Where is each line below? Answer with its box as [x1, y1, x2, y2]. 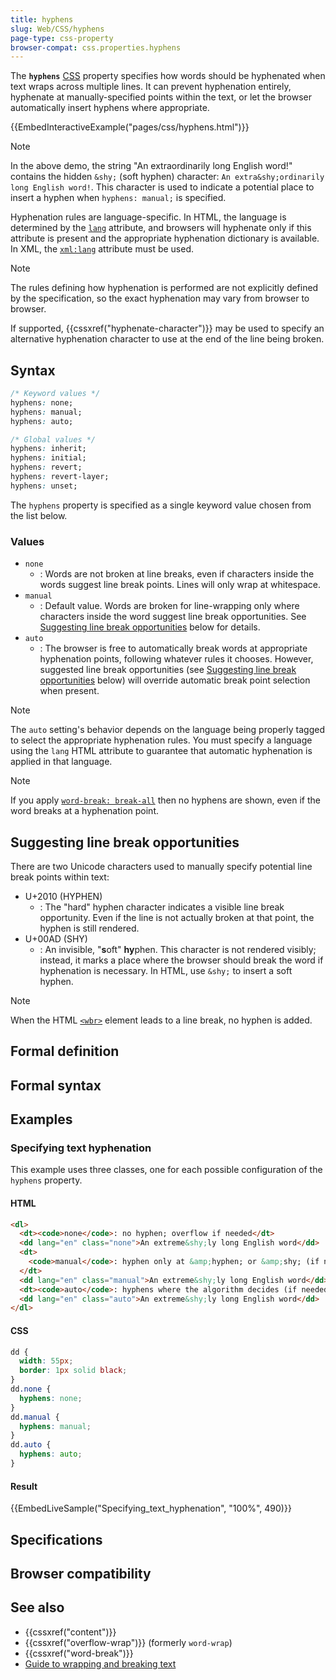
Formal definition [10, 1043, 120, 1060]
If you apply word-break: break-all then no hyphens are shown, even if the [10, 794, 321, 806]
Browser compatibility [10, 1565, 152, 1582]
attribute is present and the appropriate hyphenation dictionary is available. [10, 232, 320, 245]
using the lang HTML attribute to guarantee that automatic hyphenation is [10, 745, 313, 757]
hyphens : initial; [10, 453, 87, 463]
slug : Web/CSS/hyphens [10, 24, 105, 34]
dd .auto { [10, 1440, 52, 1450]
